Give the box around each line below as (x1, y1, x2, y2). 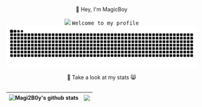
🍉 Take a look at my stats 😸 (67, 73, 137, 81)
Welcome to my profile (71, 20, 139, 27)
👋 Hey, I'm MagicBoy (75, 6, 128, 13)
